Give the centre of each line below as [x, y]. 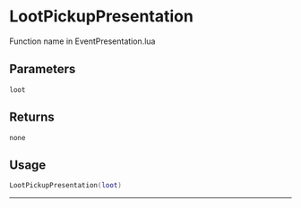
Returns [32, 117]
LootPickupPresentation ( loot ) [66, 186]
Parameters [43, 69]
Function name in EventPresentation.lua [82, 41]
